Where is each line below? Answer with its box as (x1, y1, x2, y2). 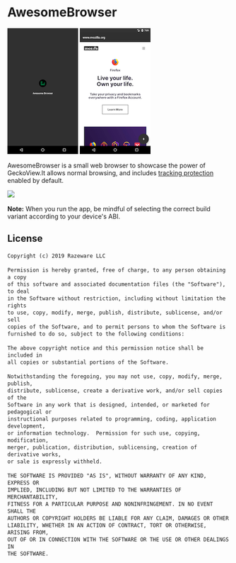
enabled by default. (7, 176, 64, 184)
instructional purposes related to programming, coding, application (7, 416, 217, 423)
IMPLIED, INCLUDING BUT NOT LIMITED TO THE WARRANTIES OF (7, 486, 182, 494)
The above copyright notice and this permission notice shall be (7, 345, 203, 352)
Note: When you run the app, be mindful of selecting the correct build (7, 204, 211, 213)
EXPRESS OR (7, 479, 40, 486)
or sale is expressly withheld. (7, 458, 102, 465)
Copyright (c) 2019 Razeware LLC (7, 252, 106, 260)
